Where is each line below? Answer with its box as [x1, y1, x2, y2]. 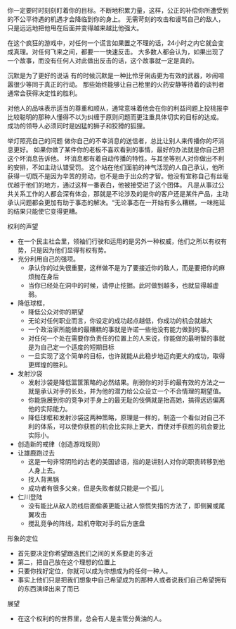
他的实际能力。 [27, 405, 72, 413]
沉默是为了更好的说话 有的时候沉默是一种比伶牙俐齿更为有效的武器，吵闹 [7, 71, 218, 80]
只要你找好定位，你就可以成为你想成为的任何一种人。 [17, 567, 172, 575]
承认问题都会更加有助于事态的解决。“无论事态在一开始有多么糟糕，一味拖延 [7, 198, 226, 207]
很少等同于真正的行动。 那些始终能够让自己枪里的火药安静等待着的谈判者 [13, 80, 225, 88]
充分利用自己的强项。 [17, 255, 79, 263]
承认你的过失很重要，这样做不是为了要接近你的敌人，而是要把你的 [27, 264, 219, 271]
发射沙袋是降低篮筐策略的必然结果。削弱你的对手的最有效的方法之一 [27, 378, 225, 386]
